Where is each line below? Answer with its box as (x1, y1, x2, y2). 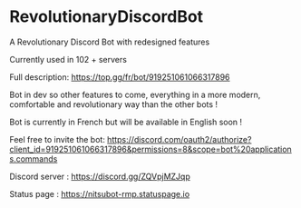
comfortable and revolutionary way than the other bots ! (9, 98, 218, 110)
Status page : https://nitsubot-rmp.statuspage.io (9, 188, 190, 199)
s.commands (9, 153, 58, 164)
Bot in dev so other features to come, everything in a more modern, (9, 89, 261, 100)
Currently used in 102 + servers (9, 54, 127, 64)
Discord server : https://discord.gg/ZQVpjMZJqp (9, 171, 190, 182)
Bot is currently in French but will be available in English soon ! (9, 116, 243, 127)
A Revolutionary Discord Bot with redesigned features (9, 36, 210, 47)
